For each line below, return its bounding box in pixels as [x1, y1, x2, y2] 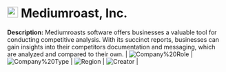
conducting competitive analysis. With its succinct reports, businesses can [7, 35, 219, 43]
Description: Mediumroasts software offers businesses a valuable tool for [7, 28, 217, 36]
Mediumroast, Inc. [20, 5, 128, 21]
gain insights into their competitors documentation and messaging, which [7, 43, 216, 51]
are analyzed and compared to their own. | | [7, 50, 193, 58]
